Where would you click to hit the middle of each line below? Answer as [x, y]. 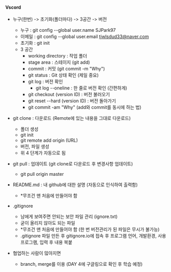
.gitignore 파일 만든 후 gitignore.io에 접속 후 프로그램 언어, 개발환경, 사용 [93, 236]
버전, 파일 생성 [35, 147]
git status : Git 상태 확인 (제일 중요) [63, 75]
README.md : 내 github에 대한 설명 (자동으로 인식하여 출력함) [75, 185]
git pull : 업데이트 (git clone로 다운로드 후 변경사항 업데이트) [73, 164]
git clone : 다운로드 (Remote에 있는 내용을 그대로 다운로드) [72, 118]
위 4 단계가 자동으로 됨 [43, 153]
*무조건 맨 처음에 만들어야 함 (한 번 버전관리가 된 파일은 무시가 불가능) [90, 229]
